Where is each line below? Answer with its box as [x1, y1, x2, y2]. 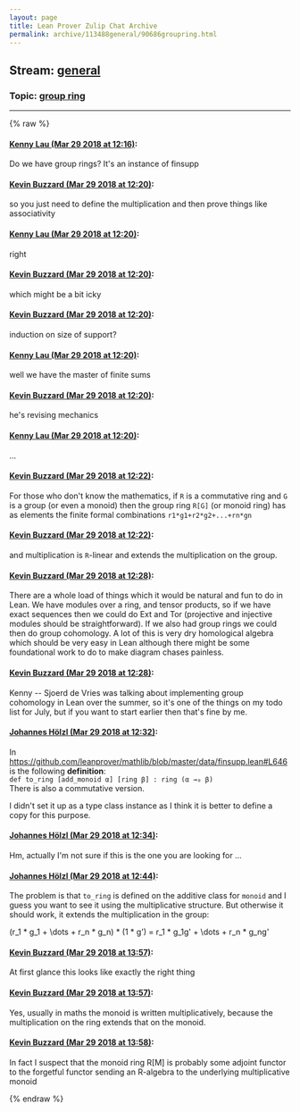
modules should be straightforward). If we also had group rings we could [9, 618, 277, 630]
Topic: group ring [9, 89, 87, 102]
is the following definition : [9, 765, 106, 776]
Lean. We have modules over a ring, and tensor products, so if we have [9, 599, 271, 610]
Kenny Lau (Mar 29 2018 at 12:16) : [9, 138, 138, 149]
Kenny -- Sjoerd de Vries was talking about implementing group [9, 687, 244, 698]
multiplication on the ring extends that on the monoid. [9, 1016, 206, 1027]
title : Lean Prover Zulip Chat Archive [9, 21, 158, 30]
